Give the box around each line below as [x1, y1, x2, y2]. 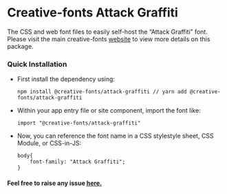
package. [7, 42, 34, 50]
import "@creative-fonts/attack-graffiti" [17, 120, 141, 127]
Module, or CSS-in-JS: [17, 139, 81, 147]
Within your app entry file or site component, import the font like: [17, 107, 201, 115]
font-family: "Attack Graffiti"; [30, 158, 126, 166]
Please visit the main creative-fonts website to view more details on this [7, 34, 210, 43]
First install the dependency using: [17, 75, 116, 83]
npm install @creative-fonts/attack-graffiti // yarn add [17, 88, 187, 96]
